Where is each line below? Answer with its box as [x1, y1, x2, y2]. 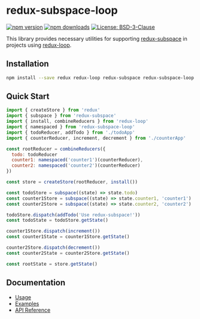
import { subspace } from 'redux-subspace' [6, 113, 117, 119]
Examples [14, 300, 40, 307]
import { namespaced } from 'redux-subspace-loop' [6, 124, 135, 130]
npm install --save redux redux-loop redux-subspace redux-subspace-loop [6, 74, 195, 81]
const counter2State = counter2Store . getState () [6, 250, 130, 256]
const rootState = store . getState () [6, 261, 98, 267]
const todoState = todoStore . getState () [6, 217, 109, 224]
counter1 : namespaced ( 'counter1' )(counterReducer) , [11, 157, 144, 163]
